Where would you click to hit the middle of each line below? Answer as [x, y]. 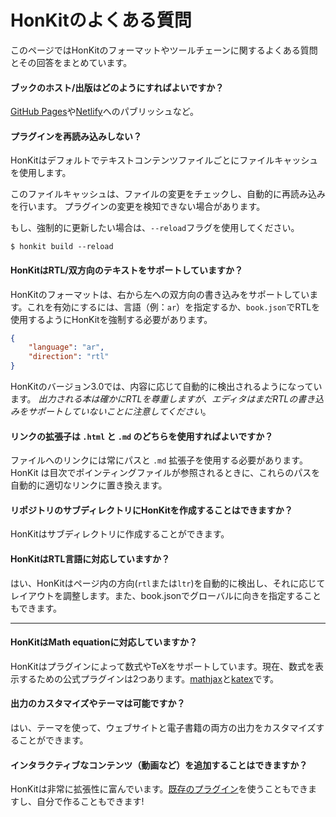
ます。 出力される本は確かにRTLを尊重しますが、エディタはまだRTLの [154, 399]
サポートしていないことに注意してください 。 [119, 412]
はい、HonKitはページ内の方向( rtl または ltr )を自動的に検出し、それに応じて [168, 583]
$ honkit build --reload [62, 247]
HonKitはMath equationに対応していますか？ [104, 642]
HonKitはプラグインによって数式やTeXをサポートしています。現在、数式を [162, 666]
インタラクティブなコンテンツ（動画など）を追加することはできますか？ [159, 765]
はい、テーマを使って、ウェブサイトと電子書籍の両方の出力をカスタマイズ [163, 728]
